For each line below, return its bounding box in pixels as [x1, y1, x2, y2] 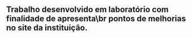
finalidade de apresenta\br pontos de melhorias [6, 14, 186, 24]
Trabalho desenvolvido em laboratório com [6, 5, 169, 15]
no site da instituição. [6, 23, 88, 33]
